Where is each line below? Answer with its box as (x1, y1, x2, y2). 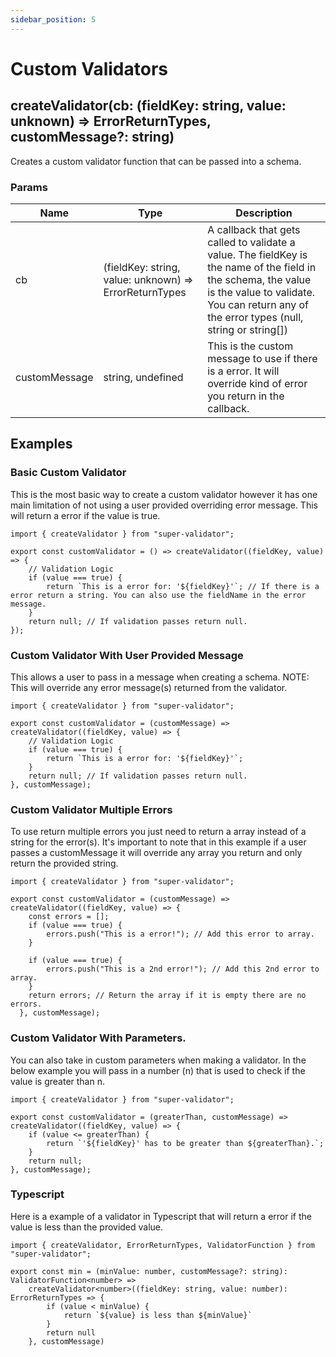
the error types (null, (207, 310, 304, 324)
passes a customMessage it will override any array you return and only (10, 847, 303, 859)
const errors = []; (28, 912, 110, 922)
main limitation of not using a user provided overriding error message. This (10, 499, 318, 511)
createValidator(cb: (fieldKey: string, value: (10, 97, 287, 115)
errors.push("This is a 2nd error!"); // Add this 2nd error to (46, 964, 320, 975)
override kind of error (207, 376, 308, 390)
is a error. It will (207, 364, 280, 378)
